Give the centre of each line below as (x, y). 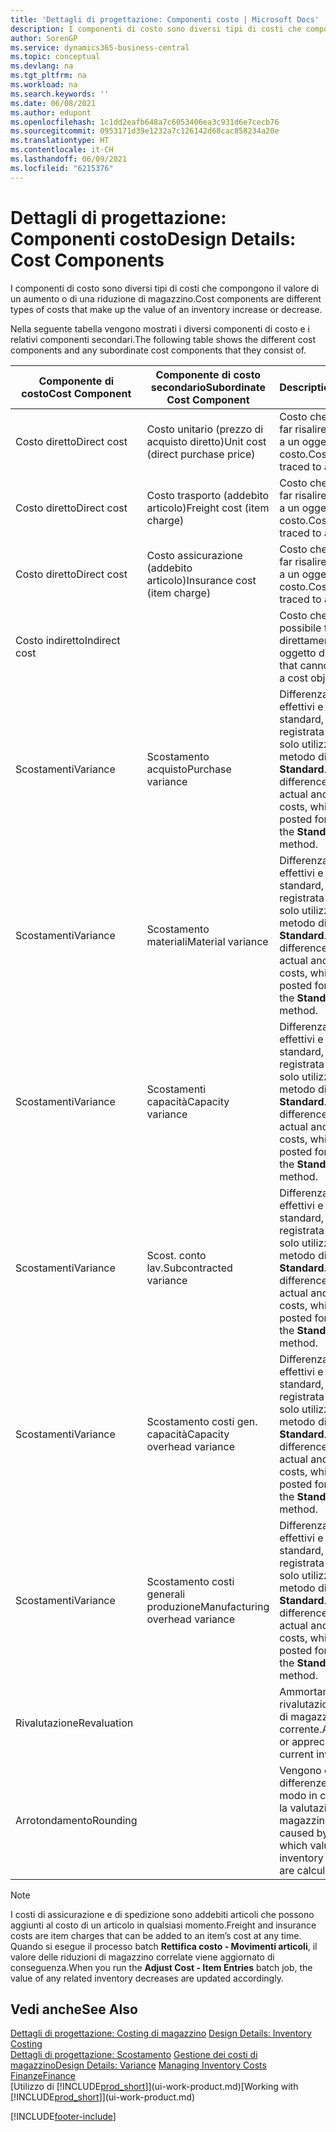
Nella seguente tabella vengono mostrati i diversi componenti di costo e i (160, 328)
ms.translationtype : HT (60, 141)
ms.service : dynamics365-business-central (100, 47)
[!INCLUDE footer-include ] (63, 2117)
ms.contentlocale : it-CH (62, 150)
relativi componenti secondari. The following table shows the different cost (163, 339)
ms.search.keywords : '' (60, 94)
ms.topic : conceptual (55, 57)
